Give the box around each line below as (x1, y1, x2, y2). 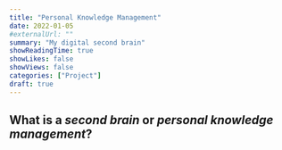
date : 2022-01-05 (9, 21, 74, 30)
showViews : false (9, 63, 74, 72)
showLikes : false (9, 54, 74, 63)
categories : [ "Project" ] (9, 71, 102, 80)
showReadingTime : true (9, 46, 94, 55)
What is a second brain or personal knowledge (9, 112, 274, 128)
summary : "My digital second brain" (9, 37, 145, 47)
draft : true (9, 79, 54, 88)
